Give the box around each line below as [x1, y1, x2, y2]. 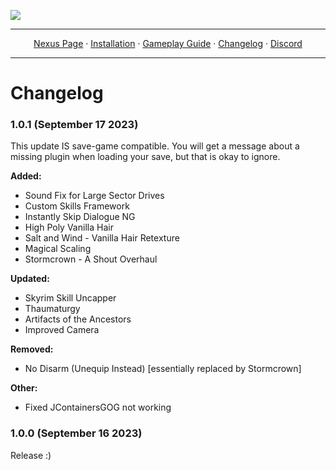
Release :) [10, 449, 52, 461]
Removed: [10, 343, 54, 355]
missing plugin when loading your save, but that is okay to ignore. [10, 151, 281, 163]
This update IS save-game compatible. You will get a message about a [10, 140, 300, 152]
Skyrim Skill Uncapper [24, 292, 117, 304]
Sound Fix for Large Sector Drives [24, 190, 165, 202]
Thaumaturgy [24, 303, 81, 315]
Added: [10, 170, 42, 182]
